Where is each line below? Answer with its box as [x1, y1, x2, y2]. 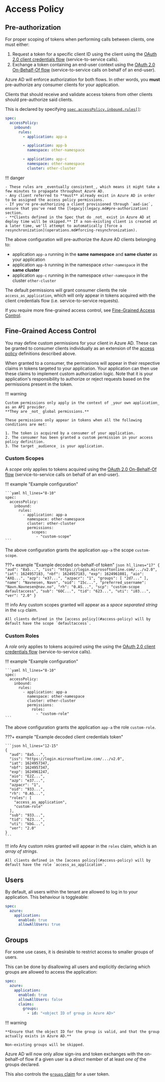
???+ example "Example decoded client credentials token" [5, 734, 124, 740]
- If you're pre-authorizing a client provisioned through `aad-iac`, [5, 201, 153, 206]
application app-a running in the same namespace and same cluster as [12, 251, 158, 257]
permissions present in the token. [5, 381, 73, 387]
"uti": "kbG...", [9, 822, 45, 827]
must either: [5, 42, 30, 48]
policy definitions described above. [5, 350, 76, 356]
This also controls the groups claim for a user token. [5, 1071, 110, 1077]
